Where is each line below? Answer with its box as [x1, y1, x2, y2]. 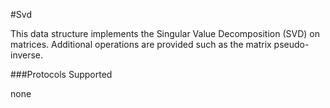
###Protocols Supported [10, 69, 113, 80]
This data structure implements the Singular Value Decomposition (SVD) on [10, 28, 320, 39]
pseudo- [273, 39, 310, 50]
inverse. [10, 49, 44, 61]
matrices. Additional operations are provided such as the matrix [10, 39, 272, 50]
